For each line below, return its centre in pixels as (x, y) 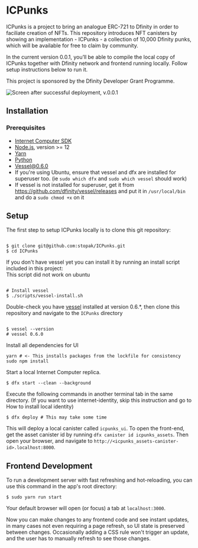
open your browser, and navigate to (49, 441)
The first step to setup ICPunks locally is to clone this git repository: (89, 230)
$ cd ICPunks (22, 251)
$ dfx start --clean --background (49, 383)
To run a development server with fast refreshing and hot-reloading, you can (99, 480)
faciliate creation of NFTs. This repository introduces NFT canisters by (92, 33)
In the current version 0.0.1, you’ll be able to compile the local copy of (91, 57)
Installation (27, 111)
